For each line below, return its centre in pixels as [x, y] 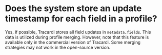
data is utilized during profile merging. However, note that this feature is [77, 37]
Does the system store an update [73, 8]
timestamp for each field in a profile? [81, 19]
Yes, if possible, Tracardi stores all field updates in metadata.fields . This [78, 32]
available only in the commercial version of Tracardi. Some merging [73, 42]
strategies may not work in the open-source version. [58, 47]
